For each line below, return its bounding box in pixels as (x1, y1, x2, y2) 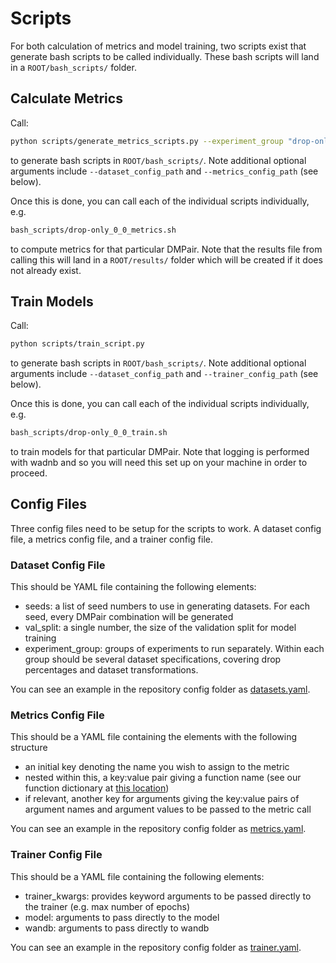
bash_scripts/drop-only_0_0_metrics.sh (10, 225, 177, 235)
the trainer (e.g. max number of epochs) (24, 900, 191, 912)
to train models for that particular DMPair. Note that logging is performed (10, 446, 310, 458)
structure (10, 742, 48, 754)
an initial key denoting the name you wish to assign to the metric (24, 761, 290, 773)
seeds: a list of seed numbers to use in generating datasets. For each (24, 600, 311, 612)
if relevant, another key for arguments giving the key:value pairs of (24, 793, 300, 805)
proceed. (10, 467, 48, 479)
